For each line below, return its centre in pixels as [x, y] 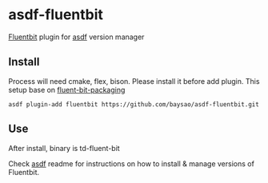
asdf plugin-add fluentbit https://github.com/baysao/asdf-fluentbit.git [134, 104]
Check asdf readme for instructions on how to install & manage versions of [131, 163]
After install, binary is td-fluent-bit [64, 148]
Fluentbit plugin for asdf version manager [76, 37]
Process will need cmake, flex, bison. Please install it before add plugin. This [134, 81]
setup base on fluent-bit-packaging [67, 90]
